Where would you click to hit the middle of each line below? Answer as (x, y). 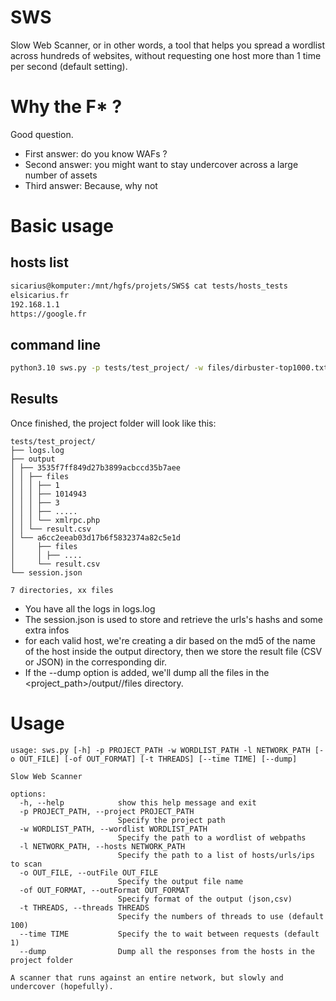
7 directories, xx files (62, 590)
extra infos (47, 630)
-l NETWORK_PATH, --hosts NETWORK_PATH (102, 846)
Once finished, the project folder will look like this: (113, 423)
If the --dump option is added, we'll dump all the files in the (147, 672)
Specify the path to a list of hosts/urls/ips (216, 855)
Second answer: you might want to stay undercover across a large (161, 164)
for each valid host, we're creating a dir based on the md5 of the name (170, 640)
